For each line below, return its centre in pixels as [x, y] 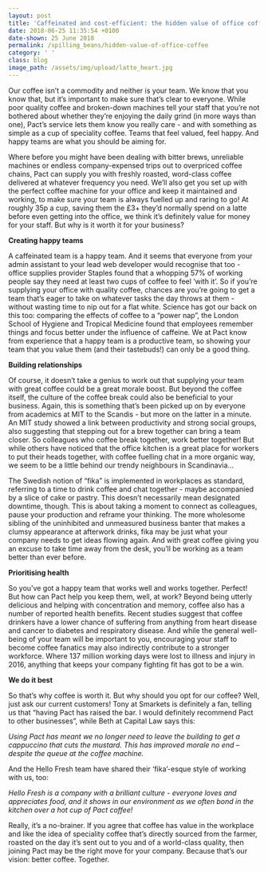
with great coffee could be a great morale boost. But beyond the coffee [125, 388]
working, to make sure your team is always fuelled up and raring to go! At [128, 199]
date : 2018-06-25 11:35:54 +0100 [64, 30]
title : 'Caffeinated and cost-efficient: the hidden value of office [126, 23]
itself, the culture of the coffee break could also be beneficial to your [121, 397]
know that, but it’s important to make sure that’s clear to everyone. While [127, 99]
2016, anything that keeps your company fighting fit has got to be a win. [126, 664]
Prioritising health [39, 572]
